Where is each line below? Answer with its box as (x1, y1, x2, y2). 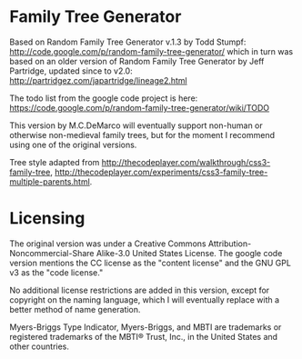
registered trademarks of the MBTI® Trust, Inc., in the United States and (9, 331, 278, 342)
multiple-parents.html (9, 175, 91, 187)
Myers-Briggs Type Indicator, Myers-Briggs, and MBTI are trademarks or (9, 321, 282, 333)
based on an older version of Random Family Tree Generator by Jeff (9, 55, 265, 66)
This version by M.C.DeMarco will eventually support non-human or (9, 120, 264, 131)
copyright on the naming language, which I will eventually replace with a (9, 294, 280, 305)
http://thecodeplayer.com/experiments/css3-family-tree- (54, 166, 268, 177)
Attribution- (207, 238, 252, 249)
